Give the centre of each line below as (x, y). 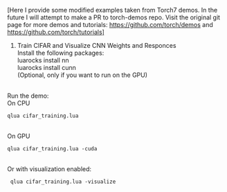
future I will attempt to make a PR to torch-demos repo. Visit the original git (113, 17)
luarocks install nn (43, 60)
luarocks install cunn (46, 68)
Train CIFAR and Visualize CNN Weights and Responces (97, 45)
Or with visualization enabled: (49, 169)
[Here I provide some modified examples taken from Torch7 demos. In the (112, 10)
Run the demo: (28, 96)
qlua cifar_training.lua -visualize (63, 182)
